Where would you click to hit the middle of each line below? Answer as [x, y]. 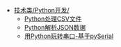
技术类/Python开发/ [41, 10]
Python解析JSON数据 [55, 27]
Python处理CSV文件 [53, 19]
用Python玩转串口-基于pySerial [68, 36]
